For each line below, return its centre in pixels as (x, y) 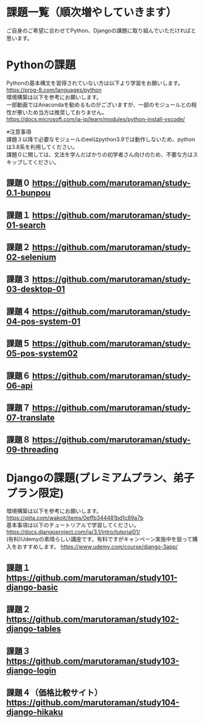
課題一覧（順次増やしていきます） (92, 12)
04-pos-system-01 (44, 321)
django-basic (32, 587)
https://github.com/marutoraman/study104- (93, 703)
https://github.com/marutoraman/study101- (92, 578)
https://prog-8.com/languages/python (54, 89)
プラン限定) (35, 493)
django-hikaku (35, 712)
